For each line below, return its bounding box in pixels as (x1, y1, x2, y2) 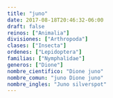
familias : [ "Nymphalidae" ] (7, 55, 85, 62)
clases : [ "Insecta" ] (7, 42, 67, 49)
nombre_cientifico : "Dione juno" (7, 68, 104, 75)
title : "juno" (7, 10, 49, 17)
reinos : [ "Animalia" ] (7, 29, 70, 37)
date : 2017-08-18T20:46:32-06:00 (7, 17, 104, 23)
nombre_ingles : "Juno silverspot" (7, 81, 107, 88)
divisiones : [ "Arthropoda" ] (7, 36, 89, 43)
